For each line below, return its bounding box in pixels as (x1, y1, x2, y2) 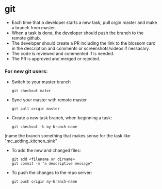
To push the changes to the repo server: (11, 170, 92, 176)
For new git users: (4, 68, 48, 75)
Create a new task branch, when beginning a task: (11, 115, 112, 121)
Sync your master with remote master (11, 97, 87, 103)
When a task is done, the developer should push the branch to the (11, 30, 144, 36)
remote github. (11, 35, 41, 41)
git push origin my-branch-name (11, 179, 77, 184)
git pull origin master (11, 106, 60, 112)
